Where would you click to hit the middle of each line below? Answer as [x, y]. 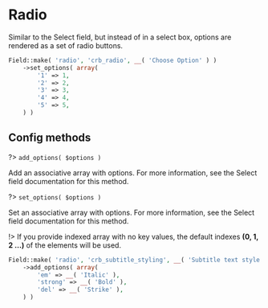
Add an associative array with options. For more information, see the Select [133, 172]
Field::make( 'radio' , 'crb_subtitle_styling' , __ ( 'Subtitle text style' [136, 260]
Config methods [50, 138]
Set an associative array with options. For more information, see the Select [132, 212]
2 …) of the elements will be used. [65, 245]
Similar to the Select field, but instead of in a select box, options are [120, 37]
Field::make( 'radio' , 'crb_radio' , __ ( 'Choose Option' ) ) [113, 60]
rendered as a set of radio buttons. [65, 45]
